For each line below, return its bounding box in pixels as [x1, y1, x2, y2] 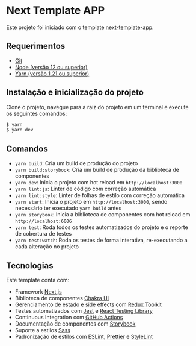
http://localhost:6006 [14, 218, 72, 225]
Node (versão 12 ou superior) [14, 63, 88, 71]
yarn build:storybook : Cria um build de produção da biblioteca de [14, 166, 179, 174]
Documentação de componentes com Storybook [14, 320, 136, 327]
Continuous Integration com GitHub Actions [14, 313, 123, 321]
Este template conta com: [6, 276, 70, 283]
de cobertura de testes [14, 230, 72, 237]
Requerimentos [6, 41, 66, 51]
